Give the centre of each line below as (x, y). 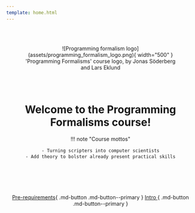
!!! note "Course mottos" (100, 139)
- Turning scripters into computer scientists (100, 150)
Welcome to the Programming (100, 109)
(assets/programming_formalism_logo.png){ (82, 54)
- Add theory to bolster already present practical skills (100, 156)
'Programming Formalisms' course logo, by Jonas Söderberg (100, 61)
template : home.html (32, 13)
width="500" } (155, 54)
